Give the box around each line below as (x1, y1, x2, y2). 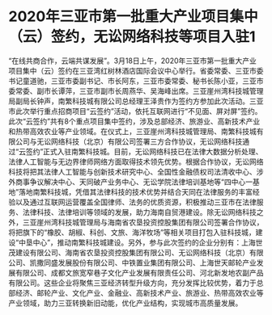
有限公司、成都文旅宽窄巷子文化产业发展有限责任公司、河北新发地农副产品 (15, 267, 264, 277)
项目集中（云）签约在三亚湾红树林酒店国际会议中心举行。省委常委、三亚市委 (8, 65, 264, 75)
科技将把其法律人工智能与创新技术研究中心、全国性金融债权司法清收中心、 (8, 166, 257, 176)
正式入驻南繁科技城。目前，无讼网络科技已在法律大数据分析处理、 (43, 146, 263, 156)
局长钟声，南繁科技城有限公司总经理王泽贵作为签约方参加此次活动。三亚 (22, 96, 264, 106)
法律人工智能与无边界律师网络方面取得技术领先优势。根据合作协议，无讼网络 (8, 157, 264, 166)
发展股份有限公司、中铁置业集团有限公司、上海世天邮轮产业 (57, 258, 257, 267)
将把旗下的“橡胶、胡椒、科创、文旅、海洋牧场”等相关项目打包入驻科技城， (8, 227, 257, 237)
